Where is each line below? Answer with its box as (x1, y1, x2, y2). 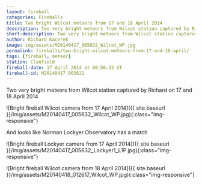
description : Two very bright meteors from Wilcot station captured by (6, 25, 189, 32)
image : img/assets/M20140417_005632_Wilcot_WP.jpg (6, 43, 136, 49)
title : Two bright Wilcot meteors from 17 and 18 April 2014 (6, 20, 163, 26)
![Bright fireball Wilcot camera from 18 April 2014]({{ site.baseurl (6, 165, 165, 172)
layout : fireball (6, 8, 50, 15)
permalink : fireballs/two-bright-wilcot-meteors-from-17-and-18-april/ (6, 48, 189, 54)
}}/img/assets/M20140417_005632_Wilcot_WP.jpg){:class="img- (6, 111, 165, 118)
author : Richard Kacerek (6, 37, 69, 43)
